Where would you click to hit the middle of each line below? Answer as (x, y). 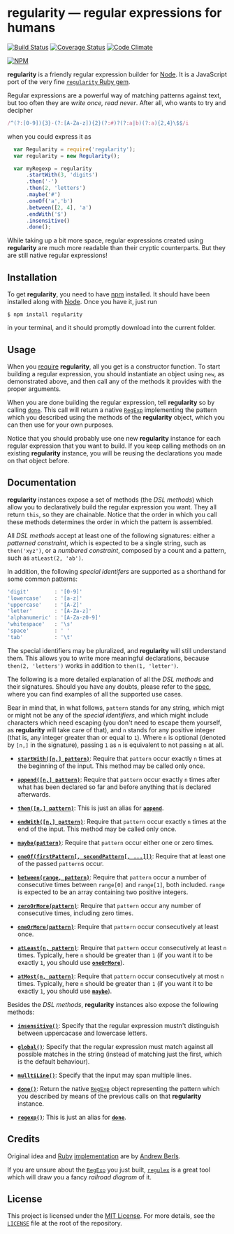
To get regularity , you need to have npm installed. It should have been (109, 294)
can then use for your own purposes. (60, 425)
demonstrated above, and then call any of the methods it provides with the (115, 381)
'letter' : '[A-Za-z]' (50, 611)
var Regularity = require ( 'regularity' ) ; (75, 149)
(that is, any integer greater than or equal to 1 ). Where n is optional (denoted (116, 737)
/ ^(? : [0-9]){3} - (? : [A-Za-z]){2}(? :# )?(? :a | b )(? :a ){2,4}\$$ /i (98, 123)
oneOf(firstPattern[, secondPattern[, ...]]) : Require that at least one (121, 856)
